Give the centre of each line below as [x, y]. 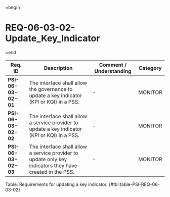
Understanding [113, 71]
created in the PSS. [52, 172]
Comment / [113, 65]
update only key [48, 159]
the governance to [51, 89]
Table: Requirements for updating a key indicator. [56, 184]
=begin [13, 7]
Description [58, 68]
